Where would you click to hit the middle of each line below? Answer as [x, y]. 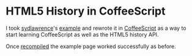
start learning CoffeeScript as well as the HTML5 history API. [82, 34]
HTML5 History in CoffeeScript [86, 11]
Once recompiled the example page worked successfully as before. [91, 46]
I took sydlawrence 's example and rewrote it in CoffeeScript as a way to [96, 28]
